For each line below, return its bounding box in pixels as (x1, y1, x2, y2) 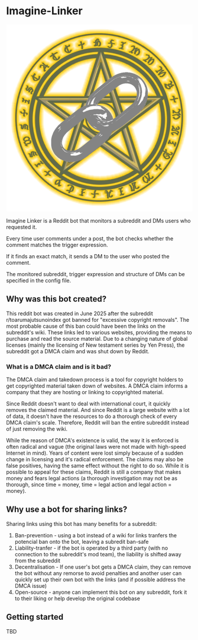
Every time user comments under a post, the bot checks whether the (6, 235, 174, 242)
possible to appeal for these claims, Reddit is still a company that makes (6, 468, 181, 476)
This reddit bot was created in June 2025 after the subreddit (6, 310, 154, 317)
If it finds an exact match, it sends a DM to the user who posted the (6, 252, 170, 259)
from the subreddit (14, 557, 61, 564)
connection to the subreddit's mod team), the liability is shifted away (14, 550, 181, 557)
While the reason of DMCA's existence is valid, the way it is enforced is (6, 437, 179, 444)
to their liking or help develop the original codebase (14, 595, 141, 602)
